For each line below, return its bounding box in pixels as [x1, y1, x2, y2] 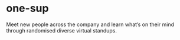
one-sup [6, 2, 49, 15]
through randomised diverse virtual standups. [6, 27, 117, 34]
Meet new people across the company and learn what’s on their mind [6, 21, 175, 28]
